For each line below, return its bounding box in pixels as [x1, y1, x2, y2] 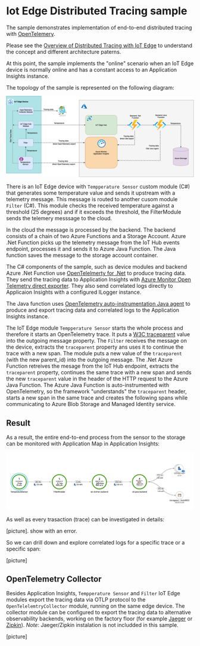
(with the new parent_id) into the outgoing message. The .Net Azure [6, 356, 173, 364]
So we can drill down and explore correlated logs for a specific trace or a [6, 539, 185, 546]
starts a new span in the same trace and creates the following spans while [6, 394, 188, 401]
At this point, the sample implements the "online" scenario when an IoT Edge [6, 60, 194, 67]
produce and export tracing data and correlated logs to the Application [6, 306, 180, 314]
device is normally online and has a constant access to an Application [6, 66, 177, 73]
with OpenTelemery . [6, 30, 55, 37]
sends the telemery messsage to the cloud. [6, 215, 112, 222]
